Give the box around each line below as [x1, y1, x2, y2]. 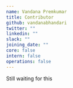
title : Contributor [6, 14, 54, 20]
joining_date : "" [6, 42, 49, 48]
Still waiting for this [6, 75, 53, 82]
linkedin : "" [6, 31, 38, 37]
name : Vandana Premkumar [6, 8, 67, 15]
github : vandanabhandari [6, 20, 67, 26]
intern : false [6, 53, 41, 59]
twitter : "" [6, 25, 35, 32]
